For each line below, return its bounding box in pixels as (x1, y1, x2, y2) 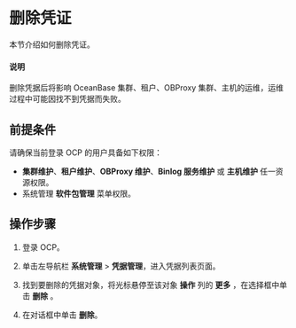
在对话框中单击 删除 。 (21, 309, 103, 320)
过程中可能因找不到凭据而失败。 (9, 94, 126, 105)
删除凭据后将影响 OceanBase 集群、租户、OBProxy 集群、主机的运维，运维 (9, 82, 284, 93)
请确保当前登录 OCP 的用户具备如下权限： (9, 147, 162, 158)
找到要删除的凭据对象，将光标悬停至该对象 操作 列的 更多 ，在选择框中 (21, 279, 280, 290)
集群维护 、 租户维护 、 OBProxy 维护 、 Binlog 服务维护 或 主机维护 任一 (21, 166, 277, 176)
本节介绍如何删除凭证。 (9, 39, 95, 50)
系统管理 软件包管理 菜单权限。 (21, 188, 136, 199)
